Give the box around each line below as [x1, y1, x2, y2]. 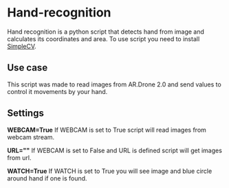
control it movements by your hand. [7, 87, 108, 95]
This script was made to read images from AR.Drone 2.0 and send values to [7, 80, 221, 89]
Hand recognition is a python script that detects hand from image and [7, 27, 205, 36]
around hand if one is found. [7, 174, 87, 183]
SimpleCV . [7, 42, 36, 50]
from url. [7, 153, 32, 162]
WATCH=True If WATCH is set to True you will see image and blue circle [7, 167, 212, 175]
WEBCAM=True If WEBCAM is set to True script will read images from [7, 126, 206, 134]
